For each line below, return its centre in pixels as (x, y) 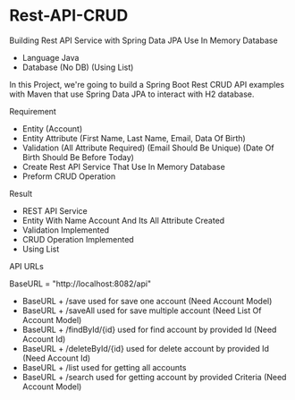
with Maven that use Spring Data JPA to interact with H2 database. (132, 94)
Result (21, 193)
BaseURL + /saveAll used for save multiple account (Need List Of (142, 311)
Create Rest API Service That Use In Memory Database (123, 166)
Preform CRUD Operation (69, 176)
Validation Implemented (66, 230)
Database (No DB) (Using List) (78, 67)
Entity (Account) (52, 128)
